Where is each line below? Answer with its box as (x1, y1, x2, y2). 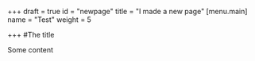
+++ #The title (7, 30, 55, 39)
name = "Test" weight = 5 (7, 15, 92, 24)
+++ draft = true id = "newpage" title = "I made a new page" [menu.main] (7, 7, 248, 16)
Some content (7, 45, 53, 54)
